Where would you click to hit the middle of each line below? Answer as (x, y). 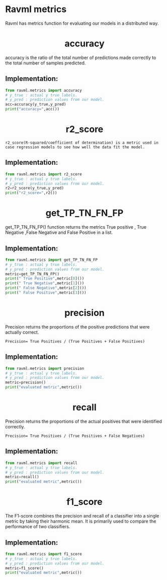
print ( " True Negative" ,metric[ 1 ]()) (45, 283)
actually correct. (22, 332)
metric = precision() (26, 382)
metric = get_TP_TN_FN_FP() (32, 274)
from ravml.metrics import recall (41, 463)
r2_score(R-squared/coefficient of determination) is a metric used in (82, 143)
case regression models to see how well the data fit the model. (75, 147)
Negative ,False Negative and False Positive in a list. (59, 232)
